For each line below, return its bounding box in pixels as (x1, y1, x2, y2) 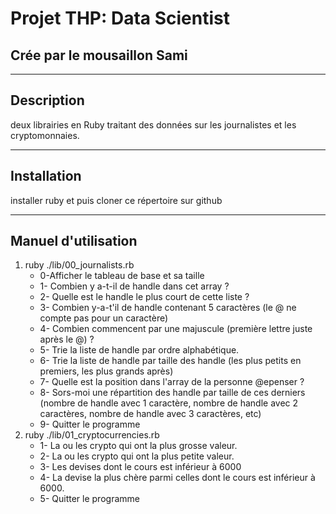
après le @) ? (39, 333, 95, 346)
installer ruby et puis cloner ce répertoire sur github (10, 194, 223, 206)
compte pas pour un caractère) (39, 312, 169, 324)
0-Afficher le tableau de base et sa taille (39, 270, 205, 282)
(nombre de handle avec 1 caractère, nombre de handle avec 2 (39, 397, 299, 409)
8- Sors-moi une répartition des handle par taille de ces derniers (39, 387, 306, 399)
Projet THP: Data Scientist (10, 7, 230, 30)
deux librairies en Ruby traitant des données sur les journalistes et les (10, 118, 297, 131)
